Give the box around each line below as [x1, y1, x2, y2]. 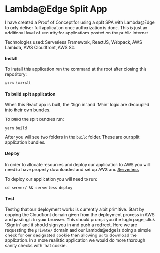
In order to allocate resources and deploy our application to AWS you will [5, 161, 150, 167]
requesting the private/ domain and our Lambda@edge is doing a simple [5, 227, 151, 233]
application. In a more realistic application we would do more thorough [5, 237, 145, 243]
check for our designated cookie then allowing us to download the [5, 232, 137, 238]
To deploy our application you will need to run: [5, 176, 98, 182]
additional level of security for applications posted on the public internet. [5, 30, 150, 35]
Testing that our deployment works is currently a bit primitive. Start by [5, 206, 144, 212]
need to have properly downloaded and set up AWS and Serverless [5, 167, 139, 172]
